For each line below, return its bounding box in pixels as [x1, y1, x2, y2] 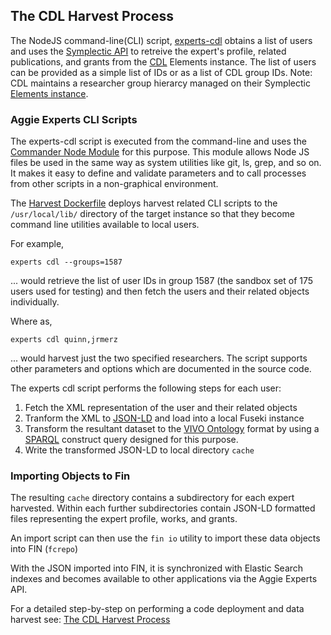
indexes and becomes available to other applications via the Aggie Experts [10, 573, 318, 585]
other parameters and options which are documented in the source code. [10, 363, 312, 375]
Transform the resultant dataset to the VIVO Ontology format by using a [24, 423, 320, 435]
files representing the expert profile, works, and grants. [10, 513, 238, 525]
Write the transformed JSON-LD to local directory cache [24, 444, 255, 456]
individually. [10, 296, 60, 308]
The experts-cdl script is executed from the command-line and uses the [10, 135, 307, 148]
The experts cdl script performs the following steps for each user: [10, 382, 282, 394]
